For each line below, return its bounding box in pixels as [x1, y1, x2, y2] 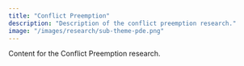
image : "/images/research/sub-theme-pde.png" [8, 27, 164, 35]
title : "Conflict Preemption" [8, 11, 111, 20]
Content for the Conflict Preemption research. [8, 49, 161, 59]
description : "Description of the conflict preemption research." [8, 19, 237, 27]
